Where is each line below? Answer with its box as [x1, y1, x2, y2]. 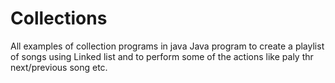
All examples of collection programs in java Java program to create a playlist [10, 40, 325, 52]
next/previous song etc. [10, 61, 108, 73]
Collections [10, 7, 108, 30]
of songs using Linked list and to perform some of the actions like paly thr [10, 50, 314, 62]
